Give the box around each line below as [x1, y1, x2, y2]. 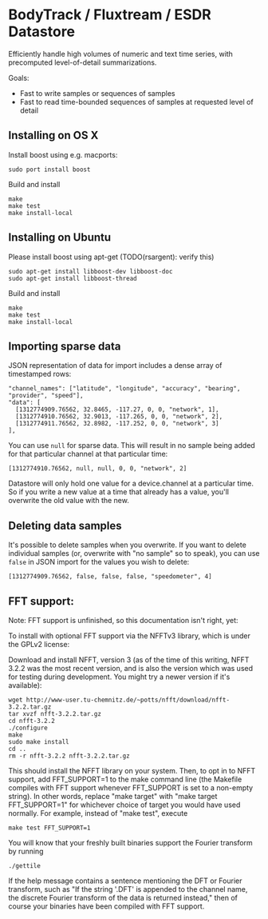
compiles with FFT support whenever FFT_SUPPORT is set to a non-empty [8, 783, 254, 793]
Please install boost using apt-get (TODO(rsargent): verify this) [8, 252, 215, 262]
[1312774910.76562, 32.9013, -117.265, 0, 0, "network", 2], [15, 413, 223, 421]
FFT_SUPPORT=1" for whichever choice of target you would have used [8, 800, 241, 809]
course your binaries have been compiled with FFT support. [8, 901, 205, 911]
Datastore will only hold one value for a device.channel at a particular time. [8, 478, 254, 489]
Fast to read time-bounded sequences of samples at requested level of [19, 97, 254, 106]
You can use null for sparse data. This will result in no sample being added [8, 441, 255, 450]
